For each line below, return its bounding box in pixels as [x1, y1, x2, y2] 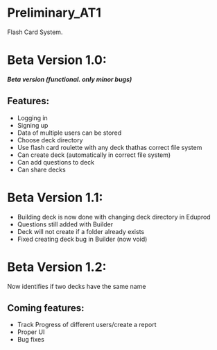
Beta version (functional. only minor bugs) [7, 75, 132, 83]
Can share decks [17, 165, 66, 174]
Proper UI [17, 328, 45, 336]
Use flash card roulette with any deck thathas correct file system [17, 143, 202, 151]
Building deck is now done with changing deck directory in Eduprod [17, 212, 211, 221]
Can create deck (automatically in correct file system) [17, 151, 171, 159]
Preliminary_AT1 [7, 5, 102, 21]
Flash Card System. [7, 28, 63, 36]
